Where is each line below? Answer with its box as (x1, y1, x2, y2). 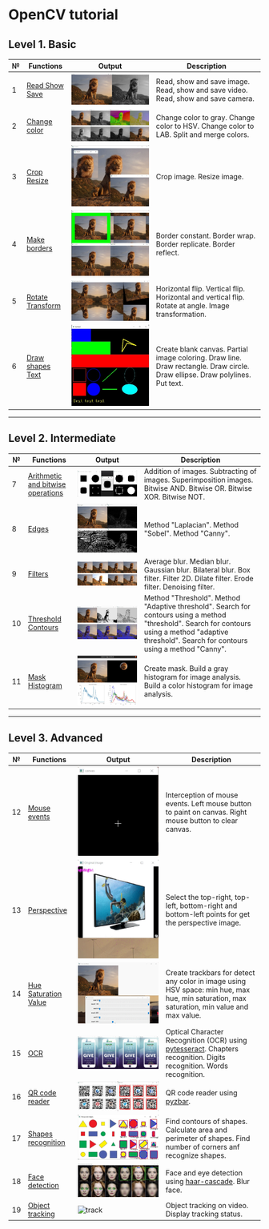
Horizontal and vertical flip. (155, 292, 245, 302)
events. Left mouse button (165, 799, 252, 809)
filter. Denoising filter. (143, 582, 215, 592)
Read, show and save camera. (155, 94, 255, 103)
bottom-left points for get (165, 910, 251, 919)
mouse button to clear (165, 816, 239, 825)
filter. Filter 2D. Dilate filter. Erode (143, 573, 254, 583)
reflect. (155, 247, 180, 257)
